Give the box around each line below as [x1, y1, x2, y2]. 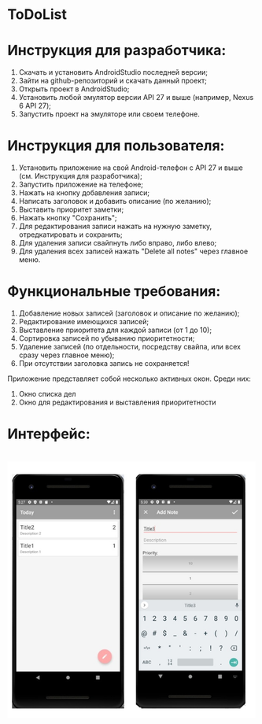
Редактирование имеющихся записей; [18, 317, 149, 326]
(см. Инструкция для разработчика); [18, 172, 142, 181]
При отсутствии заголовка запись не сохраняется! [18, 359, 190, 368]
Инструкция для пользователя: [7, 137, 225, 155]
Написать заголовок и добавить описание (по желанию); [18, 197, 212, 206]
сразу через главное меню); [18, 350, 115, 360]
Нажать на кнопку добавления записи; [18, 188, 150, 198]
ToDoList [7, 6, 68, 24]
